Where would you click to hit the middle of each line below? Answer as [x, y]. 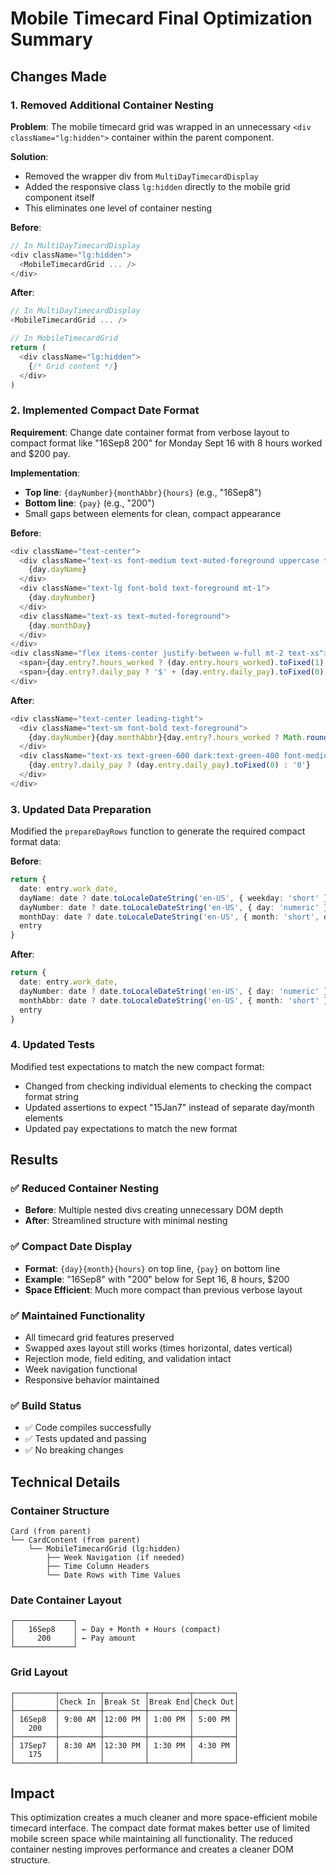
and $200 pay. [40, 453]
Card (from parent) [51, 1532]
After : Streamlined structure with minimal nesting [126, 1221]
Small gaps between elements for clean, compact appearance [153, 513]
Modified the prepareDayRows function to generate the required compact [158, 831]
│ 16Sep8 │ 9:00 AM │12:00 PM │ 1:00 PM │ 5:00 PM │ [125, 1719]
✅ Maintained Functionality [78, 1315]
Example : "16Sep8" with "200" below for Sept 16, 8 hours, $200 [157, 1279]
